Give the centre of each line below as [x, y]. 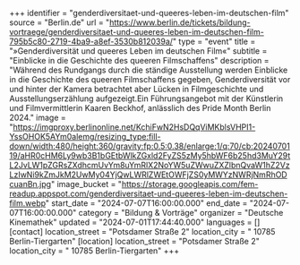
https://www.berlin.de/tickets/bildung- [180, 22]
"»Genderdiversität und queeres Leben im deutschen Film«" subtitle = [138, 51]
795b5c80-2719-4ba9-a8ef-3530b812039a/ [91, 41]
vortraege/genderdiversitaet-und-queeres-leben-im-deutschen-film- [137, 32]
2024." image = [38, 117]
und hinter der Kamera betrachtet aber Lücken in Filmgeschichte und [137, 89]
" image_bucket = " [86, 184]
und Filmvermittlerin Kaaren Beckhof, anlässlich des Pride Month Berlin [140, 108]
